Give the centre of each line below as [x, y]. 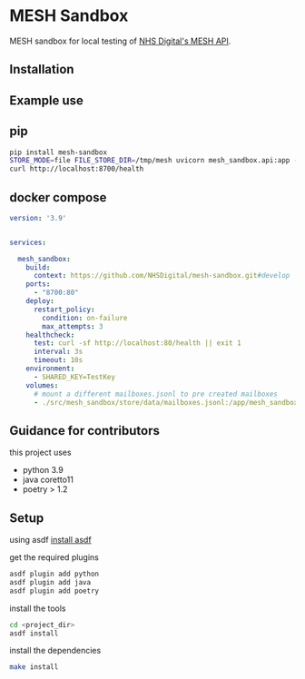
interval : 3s [58, 352]
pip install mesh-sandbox [58, 152]
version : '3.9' [38, 218]
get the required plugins [54, 557]
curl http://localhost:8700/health [77, 169]
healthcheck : [50, 335]
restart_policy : [64, 310]
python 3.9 [43, 470]
